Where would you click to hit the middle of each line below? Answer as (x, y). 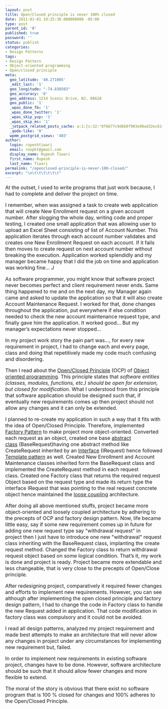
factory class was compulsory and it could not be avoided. (74, 617)
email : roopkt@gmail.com (35, 150)
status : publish (22, 43)
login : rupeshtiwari (31, 145)
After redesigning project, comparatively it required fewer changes (83, 586)
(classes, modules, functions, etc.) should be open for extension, (82, 383)
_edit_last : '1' (26, 84)
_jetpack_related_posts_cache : (42, 126)
